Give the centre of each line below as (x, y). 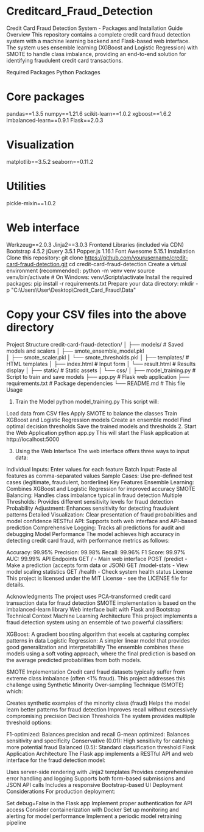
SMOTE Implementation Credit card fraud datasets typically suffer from (96, 672)
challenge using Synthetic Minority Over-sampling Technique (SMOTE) (95, 685)
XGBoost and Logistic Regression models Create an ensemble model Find (99, 420)
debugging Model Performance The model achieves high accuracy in (93, 534)
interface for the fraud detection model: (56, 760)
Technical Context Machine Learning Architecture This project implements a (102, 616)
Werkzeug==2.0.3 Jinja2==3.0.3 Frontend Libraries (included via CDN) (95, 244)
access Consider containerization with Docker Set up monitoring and (93, 809)
